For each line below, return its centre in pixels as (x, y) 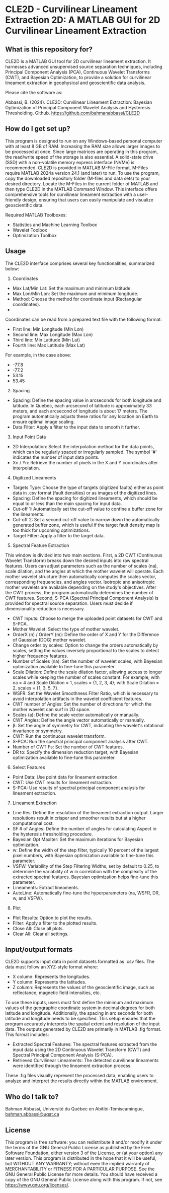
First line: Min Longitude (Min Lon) (48, 329)
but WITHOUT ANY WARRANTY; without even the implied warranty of (77, 1164)
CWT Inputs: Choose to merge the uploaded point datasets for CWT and (87, 618)
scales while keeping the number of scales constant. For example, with (86, 677)
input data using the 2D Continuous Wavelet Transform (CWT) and (81, 1050)
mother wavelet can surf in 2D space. (51, 709)
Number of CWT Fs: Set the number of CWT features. (68, 747)
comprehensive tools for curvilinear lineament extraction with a (71, 194)
